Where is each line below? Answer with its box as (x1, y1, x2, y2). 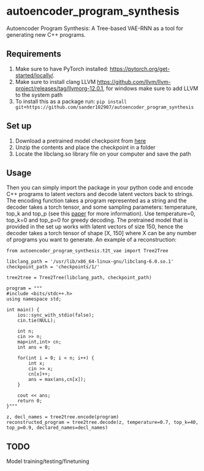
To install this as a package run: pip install (15, 97, 127, 105)
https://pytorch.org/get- (109, 65, 170, 72)
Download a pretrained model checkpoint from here (15, 137, 146, 145)
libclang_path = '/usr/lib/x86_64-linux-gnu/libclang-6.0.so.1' (6, 258, 174, 265)
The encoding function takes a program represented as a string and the (6, 197, 187, 205)
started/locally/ (15, 72, 53, 79)
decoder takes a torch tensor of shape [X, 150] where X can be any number (6, 230, 197, 237)
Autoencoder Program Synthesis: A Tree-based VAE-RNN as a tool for (6, 24, 184, 32)
